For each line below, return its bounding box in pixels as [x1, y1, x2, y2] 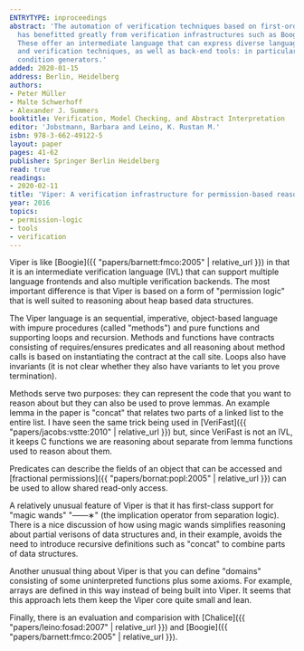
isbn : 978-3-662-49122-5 [9, 131, 103, 140]
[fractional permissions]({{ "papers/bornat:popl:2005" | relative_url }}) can [9, 473, 287, 484]
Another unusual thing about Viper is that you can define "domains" [9, 566, 261, 577]
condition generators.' [17, 55, 107, 64]
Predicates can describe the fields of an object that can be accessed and [9, 464, 282, 474]
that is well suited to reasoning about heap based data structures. [9, 295, 254, 306]
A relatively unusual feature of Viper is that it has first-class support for [9, 500, 274, 512]
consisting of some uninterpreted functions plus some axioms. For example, [9, 576, 292, 587]
